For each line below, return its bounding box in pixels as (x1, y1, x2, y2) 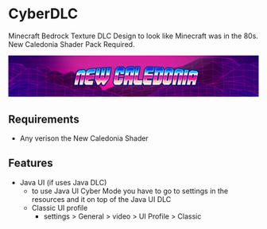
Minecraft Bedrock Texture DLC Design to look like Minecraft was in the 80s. (8, 31, 258, 41)
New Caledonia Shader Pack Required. (8, 39, 135, 49)
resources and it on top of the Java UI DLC (31, 194, 172, 204)
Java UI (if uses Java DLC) (19, 177, 107, 187)
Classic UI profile (31, 203, 88, 212)
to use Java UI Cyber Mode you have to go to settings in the (31, 186, 229, 196)
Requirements (8, 112, 79, 126)
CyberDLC (8, 5, 78, 23)
